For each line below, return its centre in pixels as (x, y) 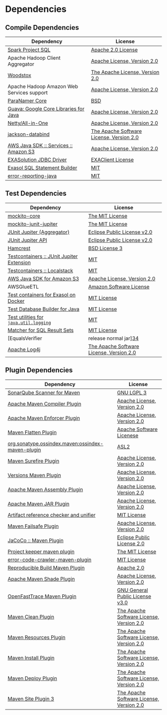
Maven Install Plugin (31, 658)
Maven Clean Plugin (31, 617)
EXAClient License (113, 160)
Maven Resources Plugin (37, 637)
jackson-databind (29, 134)
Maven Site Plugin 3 (31, 699)
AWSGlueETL (23, 287)
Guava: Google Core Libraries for (46, 109)
